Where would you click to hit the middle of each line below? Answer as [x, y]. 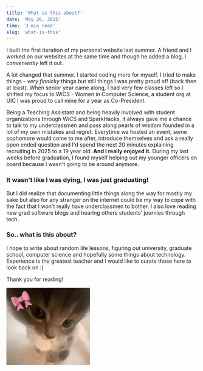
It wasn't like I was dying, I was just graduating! [77, 180]
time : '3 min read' [31, 26]
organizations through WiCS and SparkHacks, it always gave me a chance [99, 119]
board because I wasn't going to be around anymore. [73, 164]
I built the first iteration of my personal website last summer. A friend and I [99, 50]
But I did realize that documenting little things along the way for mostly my [99, 193]
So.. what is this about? [42, 235]
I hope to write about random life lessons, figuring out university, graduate [99, 248]
